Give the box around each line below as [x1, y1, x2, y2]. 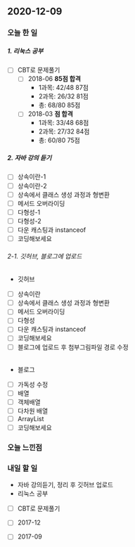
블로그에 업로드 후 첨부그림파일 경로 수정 [17, 342, 129, 351]
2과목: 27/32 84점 [38, 127, 90, 136]
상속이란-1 [17, 172, 46, 181]
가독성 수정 [17, 380, 49, 389]
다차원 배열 [17, 406, 49, 415]
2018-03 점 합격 [27, 110, 74, 118]
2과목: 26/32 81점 [38, 92, 89, 101]
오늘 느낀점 [7, 442, 43, 452]
